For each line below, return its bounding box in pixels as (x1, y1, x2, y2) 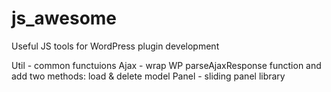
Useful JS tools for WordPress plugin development (11, 40, 220, 52)
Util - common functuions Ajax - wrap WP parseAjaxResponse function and (11, 59, 322, 71)
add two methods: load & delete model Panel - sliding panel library (11, 70, 286, 82)
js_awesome (11, 7, 118, 30)
